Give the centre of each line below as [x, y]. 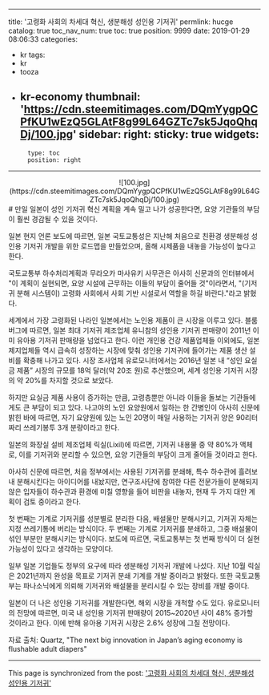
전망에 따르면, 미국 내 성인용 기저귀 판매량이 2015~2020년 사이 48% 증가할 [135, 612]
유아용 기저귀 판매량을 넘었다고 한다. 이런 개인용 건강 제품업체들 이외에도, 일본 [138, 340]
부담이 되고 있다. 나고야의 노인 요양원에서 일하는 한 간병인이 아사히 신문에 [146, 407]
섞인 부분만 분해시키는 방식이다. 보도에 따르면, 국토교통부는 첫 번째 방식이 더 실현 [134, 539]
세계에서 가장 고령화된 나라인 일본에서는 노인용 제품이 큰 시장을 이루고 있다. [126, 320]
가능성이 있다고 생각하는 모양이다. [61, 548]
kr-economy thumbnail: [80, 97]
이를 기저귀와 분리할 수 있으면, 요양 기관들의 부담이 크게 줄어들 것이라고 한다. [138, 455]
